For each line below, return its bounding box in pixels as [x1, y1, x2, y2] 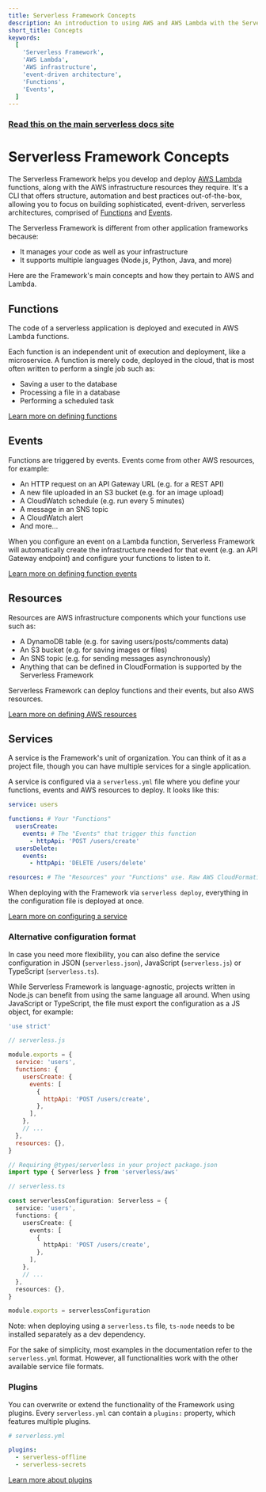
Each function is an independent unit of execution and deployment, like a [8, 346, 246, 357]
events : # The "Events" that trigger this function [22, 830, 196, 838]
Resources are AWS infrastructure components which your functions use [8, 612, 247, 622]
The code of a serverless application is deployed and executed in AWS [8, 322, 239, 333]
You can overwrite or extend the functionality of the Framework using [8, 1399, 235, 1409]
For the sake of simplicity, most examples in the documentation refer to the [8, 1345, 253, 1355]
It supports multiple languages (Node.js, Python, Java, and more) [19, 255, 233, 265]
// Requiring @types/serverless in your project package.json [8, 1161, 218, 1169]
